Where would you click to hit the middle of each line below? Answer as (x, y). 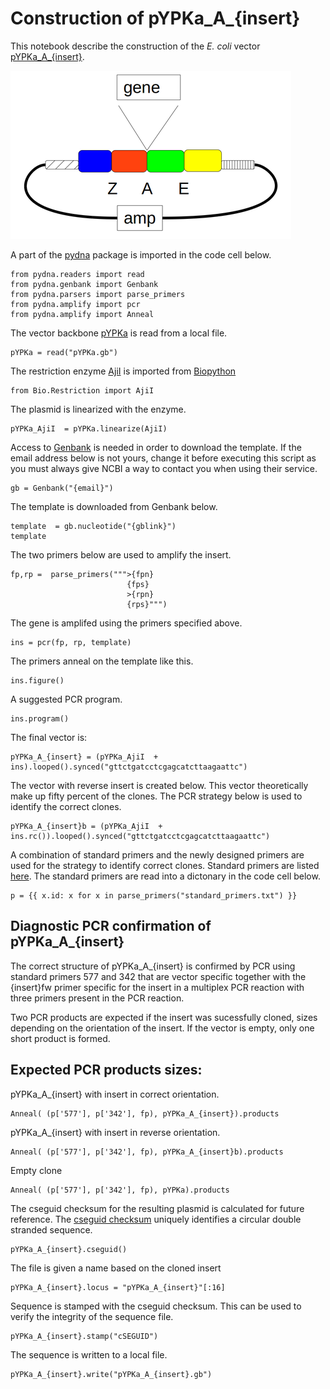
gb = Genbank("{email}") (62, 488)
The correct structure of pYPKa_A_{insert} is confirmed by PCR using (153, 966)
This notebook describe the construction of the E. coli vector (135, 46)
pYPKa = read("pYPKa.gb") (64, 352)
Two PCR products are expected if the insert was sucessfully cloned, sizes (164, 1017)
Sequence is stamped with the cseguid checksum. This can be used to (156, 1306)
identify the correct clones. (66, 806)
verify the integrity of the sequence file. (92, 1316)
